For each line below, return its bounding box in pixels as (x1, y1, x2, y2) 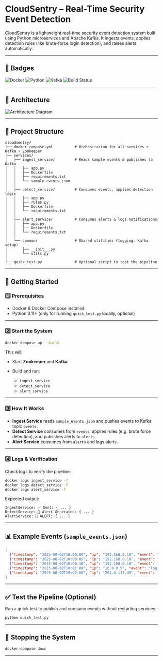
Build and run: (12, 368, 40, 374)
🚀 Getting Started (5, 277, 59, 286)
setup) (5, 243, 18, 248)
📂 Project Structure (5, 127, 64, 136)
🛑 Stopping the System (5, 633, 76, 642)
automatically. (5, 45, 33, 51)
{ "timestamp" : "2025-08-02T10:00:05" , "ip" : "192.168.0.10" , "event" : (9, 557, 155, 562)
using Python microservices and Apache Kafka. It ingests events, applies (5, 35, 151, 41)
